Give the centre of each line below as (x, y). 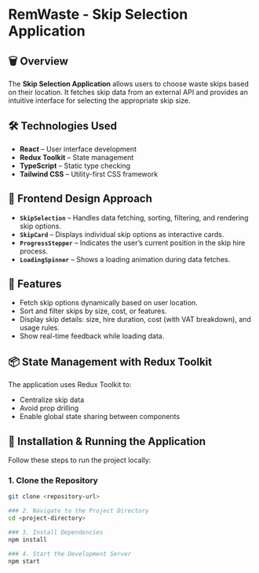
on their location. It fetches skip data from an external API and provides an (128, 92)
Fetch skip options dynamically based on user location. (108, 303)
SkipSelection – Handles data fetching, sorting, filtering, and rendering (134, 217)
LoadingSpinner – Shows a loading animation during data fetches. (125, 259)
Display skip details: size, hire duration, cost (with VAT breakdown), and (135, 319)
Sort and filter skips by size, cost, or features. (93, 311)
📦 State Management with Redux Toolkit (110, 361)
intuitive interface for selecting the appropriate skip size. (99, 100)
